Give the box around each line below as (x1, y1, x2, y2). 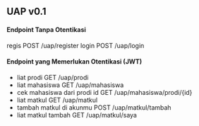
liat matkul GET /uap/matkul (16, 96, 98, 104)
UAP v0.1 (6, 6, 47, 18)
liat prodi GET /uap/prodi (16, 73, 89, 81)
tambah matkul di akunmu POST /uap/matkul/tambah (16, 103, 171, 112)
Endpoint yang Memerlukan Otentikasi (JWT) (6, 57, 143, 66)
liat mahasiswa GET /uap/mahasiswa (16, 81, 124, 89)
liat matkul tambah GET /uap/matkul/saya (16, 110, 137, 119)
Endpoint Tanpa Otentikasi (6, 25, 86, 34)
